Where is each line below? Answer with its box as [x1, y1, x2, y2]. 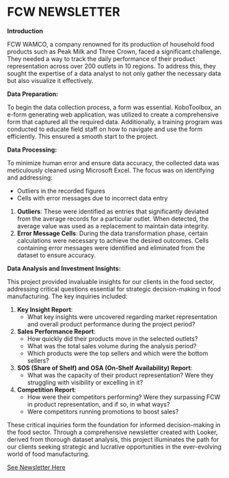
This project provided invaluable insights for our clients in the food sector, [7, 277, 215, 285]
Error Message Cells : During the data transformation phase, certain [16, 229, 208, 237]
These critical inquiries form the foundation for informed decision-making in [7, 420, 221, 429]
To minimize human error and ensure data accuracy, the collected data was [7, 158, 220, 167]
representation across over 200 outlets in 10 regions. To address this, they [7, 62, 217, 70]
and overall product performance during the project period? [27, 320, 196, 328]
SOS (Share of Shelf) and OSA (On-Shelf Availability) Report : [16, 363, 193, 372]
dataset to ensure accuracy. [16, 251, 96, 259]
